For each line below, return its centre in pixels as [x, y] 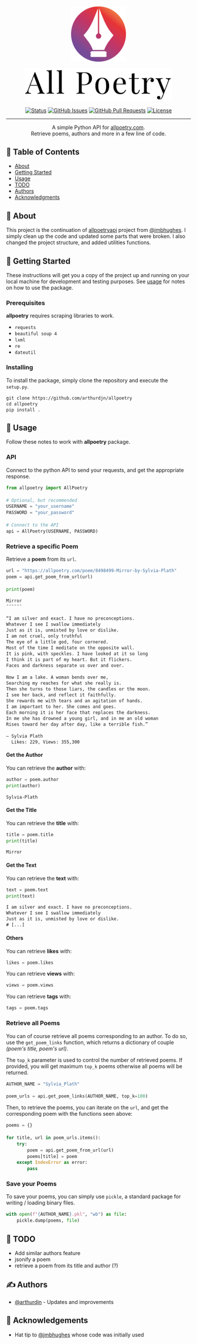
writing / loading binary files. [40, 1203]
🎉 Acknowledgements [47, 1321]
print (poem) [21, 589]
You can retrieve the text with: [43, 878]
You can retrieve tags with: [39, 997]
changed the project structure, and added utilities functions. [79, 242]
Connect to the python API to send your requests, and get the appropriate [95, 470]
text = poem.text [27, 890]
